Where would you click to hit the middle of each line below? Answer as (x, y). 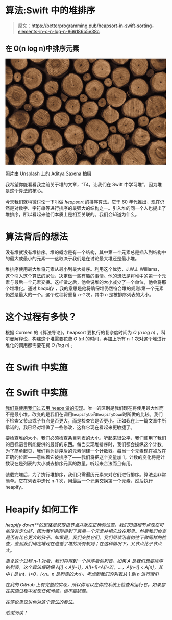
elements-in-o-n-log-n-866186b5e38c (59, 31)
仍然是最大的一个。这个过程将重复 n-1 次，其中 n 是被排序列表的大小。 (80, 294)
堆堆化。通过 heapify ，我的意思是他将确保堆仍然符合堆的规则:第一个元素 (87, 288)
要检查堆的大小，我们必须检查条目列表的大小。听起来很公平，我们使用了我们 (86, 438)
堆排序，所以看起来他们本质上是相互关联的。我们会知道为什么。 (72, 214)
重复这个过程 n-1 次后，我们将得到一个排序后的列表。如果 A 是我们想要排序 (84, 561)
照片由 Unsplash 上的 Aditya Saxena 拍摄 (48, 173)
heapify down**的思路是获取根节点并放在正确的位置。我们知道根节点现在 (82, 525)
